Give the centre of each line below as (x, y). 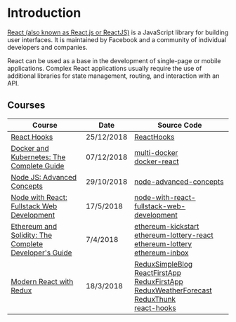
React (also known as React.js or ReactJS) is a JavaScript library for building (118, 32)
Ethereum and (34, 226)
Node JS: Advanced (44, 177)
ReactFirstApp (158, 273)
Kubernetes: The (38, 157)
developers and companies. (47, 47)
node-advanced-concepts (179, 182)
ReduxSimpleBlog (164, 264)
